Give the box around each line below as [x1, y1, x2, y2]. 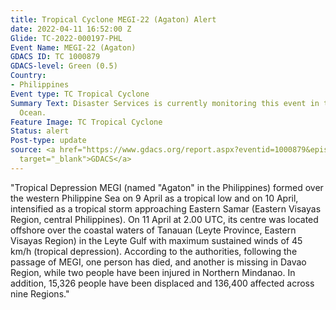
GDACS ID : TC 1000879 [10, 52, 101, 62]
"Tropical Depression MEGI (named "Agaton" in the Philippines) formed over [10, 181, 324, 193]
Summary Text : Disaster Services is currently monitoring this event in [10, 98, 320, 108]
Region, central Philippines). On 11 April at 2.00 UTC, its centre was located [10, 213, 319, 225]
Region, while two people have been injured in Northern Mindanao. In [10, 266, 296, 278]
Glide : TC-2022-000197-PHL [10, 33, 123, 43]
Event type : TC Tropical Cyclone [10, 89, 150, 99]
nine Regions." [10, 287, 70, 300]
